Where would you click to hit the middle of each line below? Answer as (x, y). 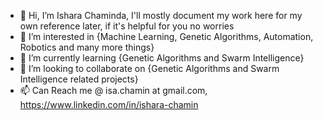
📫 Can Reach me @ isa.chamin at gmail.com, (113, 90)
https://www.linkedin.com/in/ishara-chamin (109, 104)
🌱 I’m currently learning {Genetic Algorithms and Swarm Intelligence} (162, 58)
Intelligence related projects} (79, 79)
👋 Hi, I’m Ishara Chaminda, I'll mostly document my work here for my (161, 15)
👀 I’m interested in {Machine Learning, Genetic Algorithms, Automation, (166, 36)
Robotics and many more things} (87, 47)
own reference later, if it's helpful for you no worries (127, 26)
